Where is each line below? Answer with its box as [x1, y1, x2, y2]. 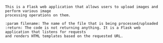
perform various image [5, 9, 51, 13]
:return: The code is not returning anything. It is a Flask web [5, 25, 141, 30]
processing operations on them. [5, 13, 71, 18]
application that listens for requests [5, 30, 86, 34]
